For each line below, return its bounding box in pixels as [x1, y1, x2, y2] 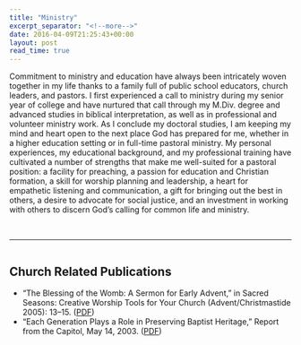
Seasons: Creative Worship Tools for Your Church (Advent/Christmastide [21, 297, 291, 307]
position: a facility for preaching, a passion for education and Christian [9, 167, 269, 177]
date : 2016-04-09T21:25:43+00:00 [9, 30, 134, 39]
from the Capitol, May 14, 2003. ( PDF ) [21, 325, 163, 336]
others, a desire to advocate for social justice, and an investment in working [9, 194, 288, 206]
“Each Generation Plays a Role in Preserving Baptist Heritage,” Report [21, 315, 279, 327]
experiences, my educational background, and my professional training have [9, 147, 292, 158]
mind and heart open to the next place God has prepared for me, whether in [9, 128, 289, 139]
